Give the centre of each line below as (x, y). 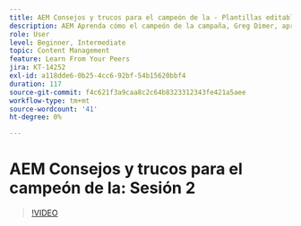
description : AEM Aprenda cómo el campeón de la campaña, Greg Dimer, (144, 26)
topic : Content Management (60, 51)
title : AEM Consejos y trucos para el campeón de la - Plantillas (136, 17)
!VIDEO (44, 213)
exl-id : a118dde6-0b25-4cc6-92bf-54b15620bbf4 (98, 76)
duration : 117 (36, 84)
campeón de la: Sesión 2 (103, 188)
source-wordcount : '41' (54, 109)
